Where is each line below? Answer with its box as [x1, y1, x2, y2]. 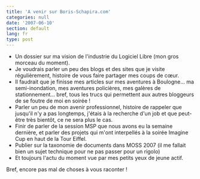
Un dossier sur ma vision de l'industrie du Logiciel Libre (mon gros [14, 53, 179, 60]
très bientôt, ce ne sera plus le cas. [26, 116, 113, 123]
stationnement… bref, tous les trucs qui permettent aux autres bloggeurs [14, 91, 195, 98]
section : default [6, 25, 50, 32]
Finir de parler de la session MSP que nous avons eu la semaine [14, 123, 173, 129]
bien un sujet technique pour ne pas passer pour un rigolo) [14, 148, 160, 155]
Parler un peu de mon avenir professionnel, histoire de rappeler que [14, 104, 182, 110]
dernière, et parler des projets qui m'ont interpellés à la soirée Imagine [14, 129, 189, 136]
